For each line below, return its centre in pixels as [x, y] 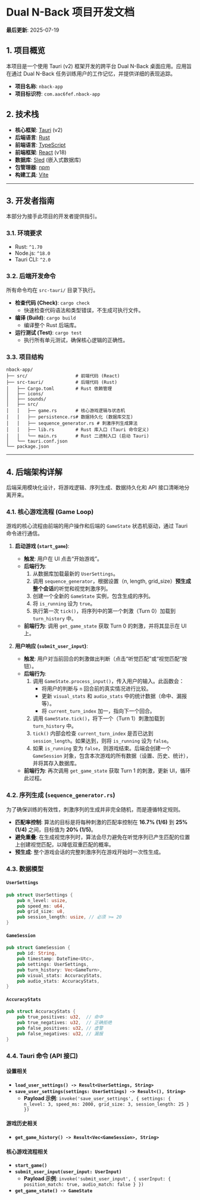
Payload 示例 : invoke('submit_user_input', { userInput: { [97, 1179]
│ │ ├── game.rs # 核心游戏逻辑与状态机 [66, 411]
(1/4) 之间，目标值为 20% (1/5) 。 [55, 829]
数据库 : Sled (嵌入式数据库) [48, 159]
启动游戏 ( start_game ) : [42, 546]
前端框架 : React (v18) [40, 152]
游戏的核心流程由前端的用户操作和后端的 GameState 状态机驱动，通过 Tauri [97, 526]
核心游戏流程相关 [27, 1151]
